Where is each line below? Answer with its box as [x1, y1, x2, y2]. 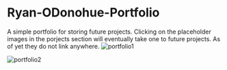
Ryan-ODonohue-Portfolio [7, 5, 160, 21]
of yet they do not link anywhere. [7, 42, 101, 50]
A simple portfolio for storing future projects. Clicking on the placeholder [7, 27, 212, 36]
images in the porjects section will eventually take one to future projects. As [7, 34, 221, 43]
